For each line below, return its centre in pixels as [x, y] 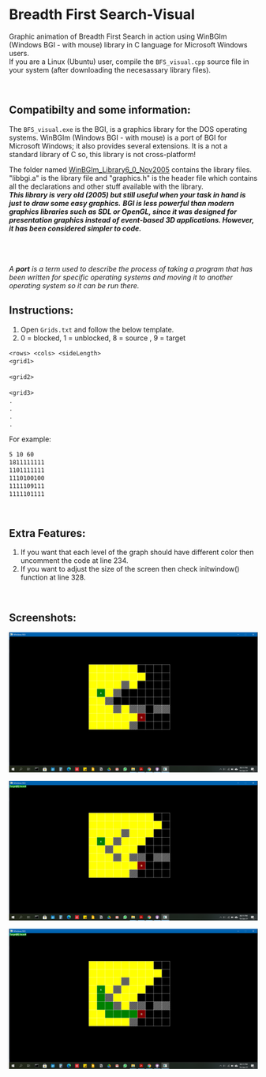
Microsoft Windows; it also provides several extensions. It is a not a [118, 146]
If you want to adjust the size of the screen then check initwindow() [130, 569]
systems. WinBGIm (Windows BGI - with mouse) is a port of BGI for [118, 137]
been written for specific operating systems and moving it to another [121, 277]
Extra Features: [47, 533]
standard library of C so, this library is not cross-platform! [103, 154]
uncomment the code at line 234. [74, 561]
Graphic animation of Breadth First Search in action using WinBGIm [118, 36]
